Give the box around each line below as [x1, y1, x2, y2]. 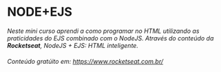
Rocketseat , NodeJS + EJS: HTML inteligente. [7, 41, 139, 49]
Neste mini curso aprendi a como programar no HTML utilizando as [7, 27, 200, 35]
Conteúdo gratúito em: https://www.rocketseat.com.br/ [7, 57, 164, 65]
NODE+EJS [7, 4, 72, 20]
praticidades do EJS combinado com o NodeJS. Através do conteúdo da [7, 34, 214, 42]
